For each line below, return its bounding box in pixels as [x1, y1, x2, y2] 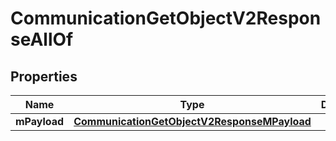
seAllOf [10, 28, 74, 51]
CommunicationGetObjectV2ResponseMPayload [73, 115, 312, 128]
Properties [10, 68, 78, 85]
